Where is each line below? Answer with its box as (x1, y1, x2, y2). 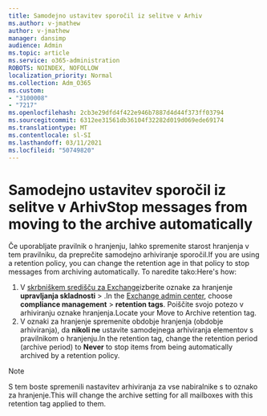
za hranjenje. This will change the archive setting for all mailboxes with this (8, 390, 253, 400)
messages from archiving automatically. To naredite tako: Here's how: (8, 267, 237, 277)
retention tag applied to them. (8, 399, 107, 409)
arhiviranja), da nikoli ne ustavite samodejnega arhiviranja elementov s (19, 325, 254, 335)
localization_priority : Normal (8, 71, 113, 80)
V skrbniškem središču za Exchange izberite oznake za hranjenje (19, 283, 233, 292)
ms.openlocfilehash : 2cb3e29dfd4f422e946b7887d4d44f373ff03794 (8, 109, 225, 117)
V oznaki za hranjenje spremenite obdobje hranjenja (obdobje (19, 316, 224, 326)
